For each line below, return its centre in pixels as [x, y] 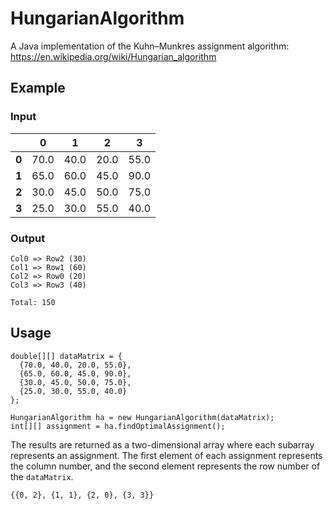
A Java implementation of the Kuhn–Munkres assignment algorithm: [150, 46]
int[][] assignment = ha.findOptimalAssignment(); [118, 426]
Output [28, 238]
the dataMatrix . [42, 476]
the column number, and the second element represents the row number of [165, 466]
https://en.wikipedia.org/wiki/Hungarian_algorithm [113, 56]
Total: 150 [33, 302]
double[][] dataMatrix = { [66, 356]
